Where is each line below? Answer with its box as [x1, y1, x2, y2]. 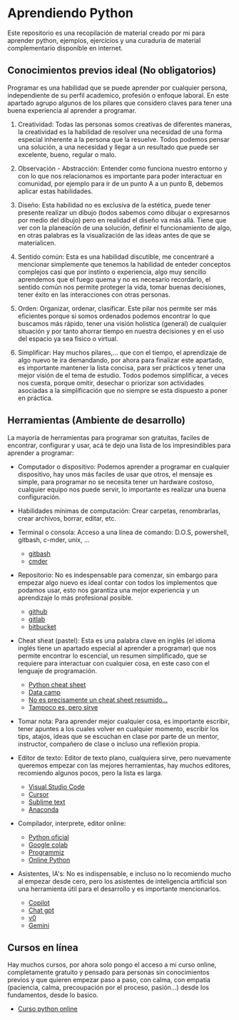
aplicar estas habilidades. [17, 187, 93, 195]
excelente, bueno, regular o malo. [17, 150, 116, 158]
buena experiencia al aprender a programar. [7, 106, 137, 115]
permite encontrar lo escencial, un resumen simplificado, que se [17, 651, 207, 660]
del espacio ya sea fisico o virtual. [17, 334, 118, 343]
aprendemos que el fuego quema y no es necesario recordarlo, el [17, 275, 211, 283]
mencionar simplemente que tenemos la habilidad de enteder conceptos [17, 260, 231, 268]
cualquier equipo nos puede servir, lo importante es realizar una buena [17, 485, 226, 494]
